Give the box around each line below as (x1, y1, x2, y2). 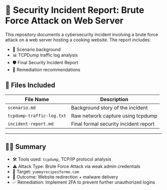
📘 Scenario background (12, 46, 61, 52)
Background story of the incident (71, 104, 148, 111)
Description (100, 95, 129, 102)
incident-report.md (7, 121, 54, 126)
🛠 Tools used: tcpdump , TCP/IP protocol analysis (12, 156, 111, 162)
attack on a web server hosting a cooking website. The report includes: (5, 37, 151, 43)
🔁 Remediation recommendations (12, 67, 81, 73)
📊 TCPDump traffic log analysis (12, 52, 78, 58)
